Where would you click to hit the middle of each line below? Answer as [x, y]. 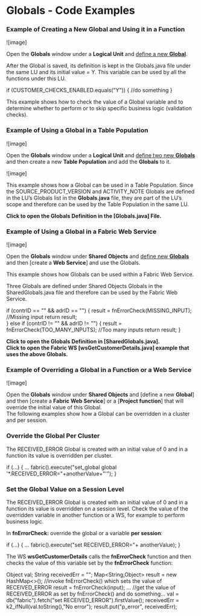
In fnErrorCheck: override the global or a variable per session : [85, 533]
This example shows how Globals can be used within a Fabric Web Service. [100, 274]
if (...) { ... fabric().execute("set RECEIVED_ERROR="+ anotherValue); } [94, 545]
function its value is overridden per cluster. [59, 455]
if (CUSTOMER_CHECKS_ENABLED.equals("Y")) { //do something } [89, 90]
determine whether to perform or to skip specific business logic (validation [99, 108]
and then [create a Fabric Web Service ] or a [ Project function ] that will [95, 401]
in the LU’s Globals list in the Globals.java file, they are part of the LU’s [94, 198]
